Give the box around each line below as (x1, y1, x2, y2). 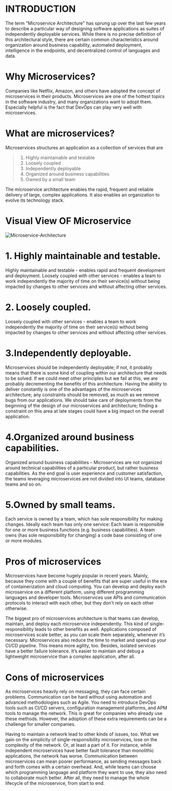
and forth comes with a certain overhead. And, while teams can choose (5, 764, 157, 770)
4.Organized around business (5, 431, 135, 443)
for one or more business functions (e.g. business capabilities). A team (5, 527, 155, 533)
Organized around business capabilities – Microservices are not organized (5, 459, 163, 465)
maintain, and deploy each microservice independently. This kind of (5, 621, 149, 627)
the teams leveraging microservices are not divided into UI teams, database (5, 475, 165, 481)
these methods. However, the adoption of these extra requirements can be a (5, 716, 167, 722)
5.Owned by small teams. (5, 499, 116, 511)
